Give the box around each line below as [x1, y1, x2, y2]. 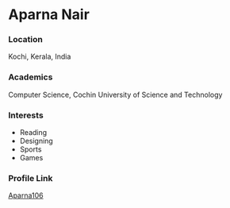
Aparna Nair [8, 6, 90, 24]
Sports [19, 144, 42, 154]
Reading [19, 128, 48, 137]
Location [8, 34, 44, 45]
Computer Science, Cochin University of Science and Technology [8, 90, 223, 99]
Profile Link [8, 173, 53, 183]
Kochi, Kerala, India [8, 52, 71, 61]
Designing [19, 137, 53, 146]
